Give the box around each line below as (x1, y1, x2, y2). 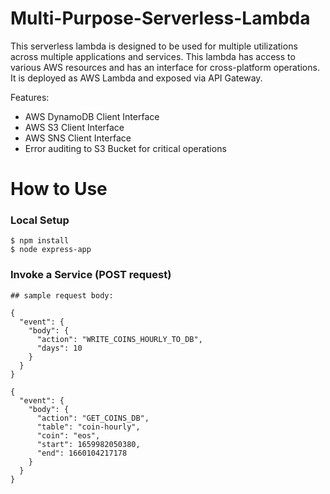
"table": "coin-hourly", (36, 422, 141, 432)
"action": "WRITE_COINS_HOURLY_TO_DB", (36, 334, 203, 344)
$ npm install (10, 236, 70, 246)
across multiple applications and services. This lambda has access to (10, 50, 296, 62)
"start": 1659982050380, (36, 439, 141, 449)
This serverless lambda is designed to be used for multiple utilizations (10, 40, 298, 52)
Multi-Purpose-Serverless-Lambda (10, 7, 311, 30)
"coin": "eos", (36, 430, 101, 441)
